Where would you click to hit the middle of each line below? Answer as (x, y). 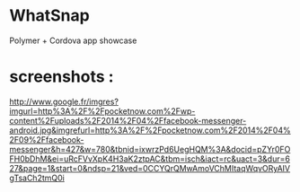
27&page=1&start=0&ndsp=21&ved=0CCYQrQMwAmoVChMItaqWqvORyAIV (150, 168)
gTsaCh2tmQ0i (37, 178)
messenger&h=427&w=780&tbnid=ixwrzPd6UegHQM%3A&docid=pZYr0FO (150, 149)
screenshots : (62, 77)
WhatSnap (49, 16)
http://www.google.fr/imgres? (64, 101)
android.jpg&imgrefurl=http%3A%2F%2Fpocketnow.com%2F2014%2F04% (150, 130)
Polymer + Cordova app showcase (73, 40)
